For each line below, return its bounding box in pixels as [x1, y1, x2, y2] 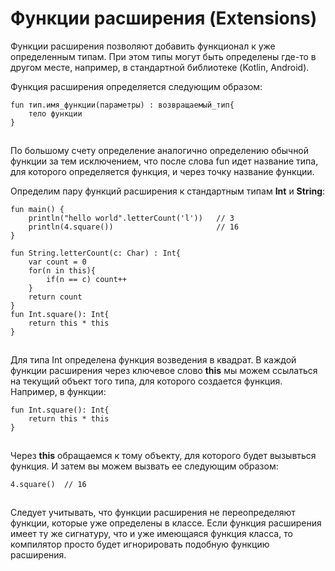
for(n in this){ [28, 265, 97, 276]
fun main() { [10, 204, 65, 214]
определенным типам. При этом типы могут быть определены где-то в [10, 50, 317, 62]
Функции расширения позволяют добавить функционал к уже [10, 40, 276, 52]
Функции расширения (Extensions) [10, 7, 318, 30]
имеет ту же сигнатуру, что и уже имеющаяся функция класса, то [10, 527, 293, 539]
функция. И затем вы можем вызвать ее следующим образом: [10, 460, 279, 472]
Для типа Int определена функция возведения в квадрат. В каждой [10, 353, 297, 366]
